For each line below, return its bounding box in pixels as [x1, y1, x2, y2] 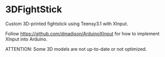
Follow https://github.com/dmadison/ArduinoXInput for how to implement [5, 30, 160, 36]
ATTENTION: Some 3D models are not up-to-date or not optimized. [5, 46, 147, 52]
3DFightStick [5, 4, 63, 15]
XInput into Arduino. [5, 36, 48, 42]
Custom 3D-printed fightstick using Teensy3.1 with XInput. [5, 21, 128, 27]
